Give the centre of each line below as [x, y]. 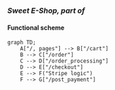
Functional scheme [36, 28]
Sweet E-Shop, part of [46, 11]
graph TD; [22, 43]
